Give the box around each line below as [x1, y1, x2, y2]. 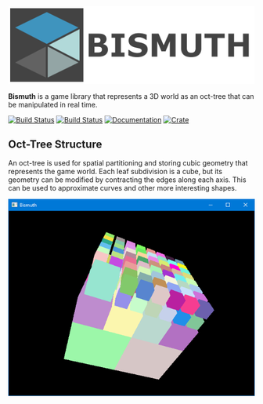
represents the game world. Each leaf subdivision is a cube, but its [8, 167, 223, 177]
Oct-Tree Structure [8, 137, 103, 151]
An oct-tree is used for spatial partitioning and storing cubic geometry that [8, 158, 248, 168]
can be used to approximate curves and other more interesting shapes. [8, 184, 237, 193]
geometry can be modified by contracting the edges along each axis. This [8, 175, 247, 184]
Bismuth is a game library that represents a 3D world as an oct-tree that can [8, 91, 254, 100]
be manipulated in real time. [8, 100, 98, 109]
